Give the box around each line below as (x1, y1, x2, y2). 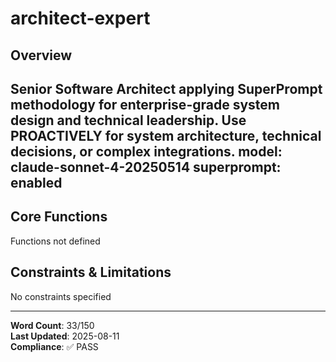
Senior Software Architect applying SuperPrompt (10, 80, 323, 97)
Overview (10, 47, 73, 64)
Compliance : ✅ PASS (10, 340, 99, 352)
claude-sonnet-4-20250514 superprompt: (10, 158, 282, 176)
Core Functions (10, 208, 108, 226)
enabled (10, 174, 63, 191)
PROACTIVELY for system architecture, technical (10, 127, 322, 144)
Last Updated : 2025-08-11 (10, 330, 120, 342)
